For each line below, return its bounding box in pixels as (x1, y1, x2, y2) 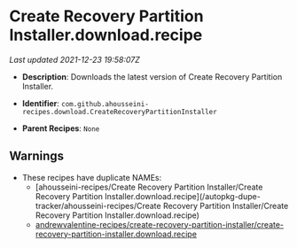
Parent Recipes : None (21, 122, 100, 134)
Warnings (9, 149, 65, 164)
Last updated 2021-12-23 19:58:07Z (9, 54, 140, 65)
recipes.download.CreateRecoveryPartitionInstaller (21, 107, 217, 116)
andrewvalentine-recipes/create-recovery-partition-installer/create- (35, 219, 285, 229)
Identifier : (21, 97, 60, 108)
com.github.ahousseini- (61, 99, 149, 108)
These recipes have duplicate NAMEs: (21, 172, 162, 182)
